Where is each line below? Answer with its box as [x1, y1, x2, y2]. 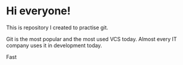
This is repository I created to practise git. [6, 24, 109, 31]
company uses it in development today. [6, 42, 102, 49]
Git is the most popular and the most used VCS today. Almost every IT [6, 35, 177, 42]
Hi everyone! [6, 4, 71, 18]
